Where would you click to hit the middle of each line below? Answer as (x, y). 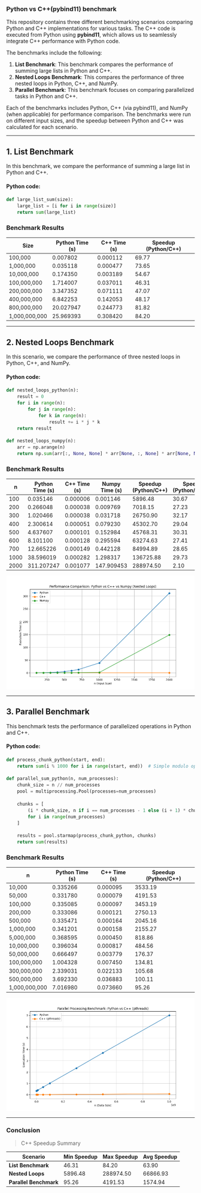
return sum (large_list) (47, 213)
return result (34, 428)
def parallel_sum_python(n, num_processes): (63, 779)
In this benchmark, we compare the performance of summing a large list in (98, 166)
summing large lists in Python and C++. (63, 71)
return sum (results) (42, 842)
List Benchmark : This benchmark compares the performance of (94, 64)
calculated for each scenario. (42, 127)
